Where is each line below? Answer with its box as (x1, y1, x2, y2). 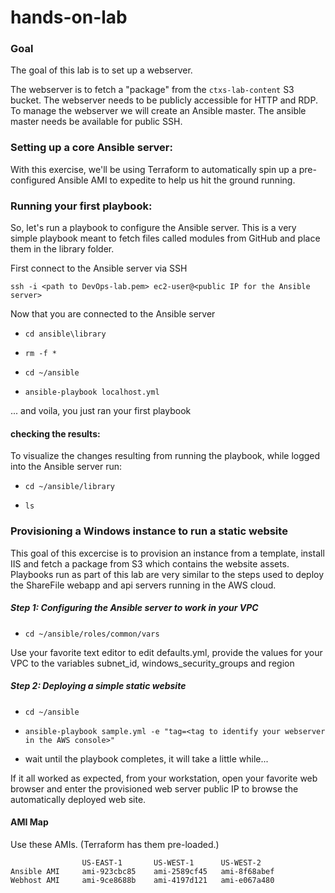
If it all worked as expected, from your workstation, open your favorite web (10, 772, 318, 784)
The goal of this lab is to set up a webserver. (10, 64, 193, 76)
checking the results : (10, 427, 101, 440)
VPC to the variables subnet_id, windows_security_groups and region (10, 657, 295, 669)
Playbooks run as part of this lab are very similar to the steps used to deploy (10, 568, 325, 580)
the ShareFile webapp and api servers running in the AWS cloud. (10, 579, 277, 591)
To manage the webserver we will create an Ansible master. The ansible (10, 105, 307, 117)
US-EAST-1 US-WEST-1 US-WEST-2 (81, 857, 262, 868)
